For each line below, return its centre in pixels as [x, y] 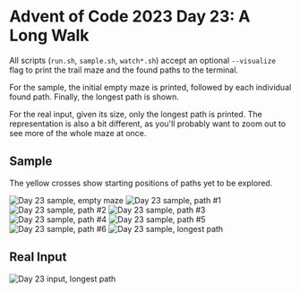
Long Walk [49, 35]
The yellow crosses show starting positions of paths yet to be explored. [141, 183]
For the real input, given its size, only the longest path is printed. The [136, 114]
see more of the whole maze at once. [78, 133]
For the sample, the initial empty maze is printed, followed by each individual [150, 87]
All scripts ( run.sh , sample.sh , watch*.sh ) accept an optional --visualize [142, 60]
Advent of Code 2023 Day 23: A [130, 17]
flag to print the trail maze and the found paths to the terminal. [124, 70]
